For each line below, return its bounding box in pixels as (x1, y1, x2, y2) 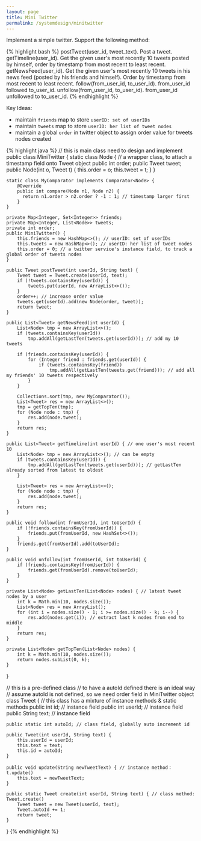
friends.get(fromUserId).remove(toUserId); (28, 567, 138, 573)
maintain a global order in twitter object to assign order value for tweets (14, 129, 193, 136)
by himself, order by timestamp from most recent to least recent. (6, 61, 166, 68)
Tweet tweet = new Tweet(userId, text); (17, 801, 120, 808)
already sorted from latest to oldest (6, 467, 104, 473)
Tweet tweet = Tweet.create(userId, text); (17, 273, 128, 279)
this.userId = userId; (17, 738, 74, 744)
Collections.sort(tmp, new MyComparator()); (17, 393, 131, 400)
